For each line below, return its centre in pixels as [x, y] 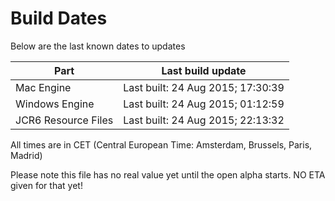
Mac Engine [43, 87]
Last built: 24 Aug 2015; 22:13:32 [204, 120]
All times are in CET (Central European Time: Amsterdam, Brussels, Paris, [161, 144]
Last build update [204, 70]
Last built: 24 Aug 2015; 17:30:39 [204, 87]
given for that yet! [46, 185]
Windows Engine [55, 104]
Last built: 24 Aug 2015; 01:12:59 [204, 104]
